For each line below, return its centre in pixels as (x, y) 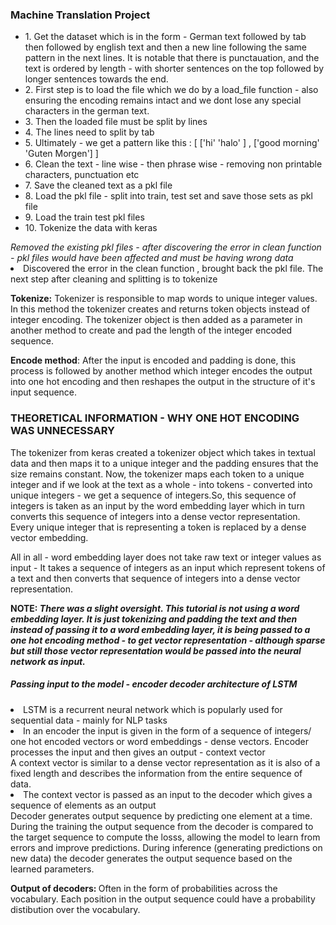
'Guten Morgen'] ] (61, 154)
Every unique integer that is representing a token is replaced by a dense (158, 527)
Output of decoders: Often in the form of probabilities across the (144, 888)
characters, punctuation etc (82, 175)
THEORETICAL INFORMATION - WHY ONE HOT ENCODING (155, 418)
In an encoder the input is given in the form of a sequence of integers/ (167, 730)
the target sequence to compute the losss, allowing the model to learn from (165, 837)
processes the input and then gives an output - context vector (138, 752)
